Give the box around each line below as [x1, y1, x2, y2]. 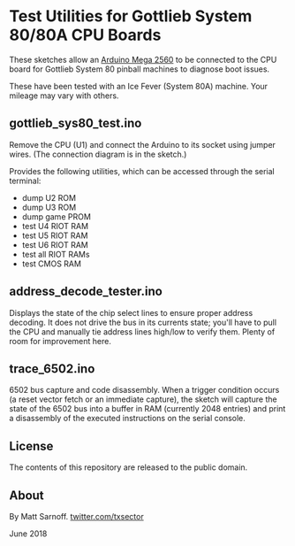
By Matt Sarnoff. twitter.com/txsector [9, 511, 144, 521]
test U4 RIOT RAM [21, 220, 89, 231]
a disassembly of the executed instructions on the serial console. [9, 413, 246, 424]
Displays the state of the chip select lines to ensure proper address [9, 307, 253, 318]
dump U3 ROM [21, 202, 77, 212]
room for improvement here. [9, 335, 112, 346]
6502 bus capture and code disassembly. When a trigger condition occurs [9, 385, 280, 396]
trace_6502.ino [9, 361, 95, 376]
